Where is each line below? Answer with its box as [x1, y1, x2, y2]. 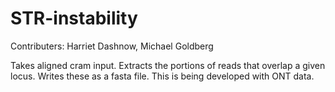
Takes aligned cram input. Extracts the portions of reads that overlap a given [10, 59, 326, 71]
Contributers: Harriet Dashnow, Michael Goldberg [10, 40, 214, 52]
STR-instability [10, 7, 138, 30]
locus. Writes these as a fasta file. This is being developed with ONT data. [10, 70, 315, 82]
